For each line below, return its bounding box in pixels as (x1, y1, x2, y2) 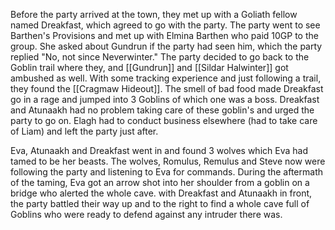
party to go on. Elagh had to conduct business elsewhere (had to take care (10, 115, 318, 126)
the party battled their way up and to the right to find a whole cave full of (10, 198, 310, 209)
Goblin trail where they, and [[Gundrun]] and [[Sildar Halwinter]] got (10, 62, 289, 73)
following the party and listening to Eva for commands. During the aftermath (10, 166, 324, 178)
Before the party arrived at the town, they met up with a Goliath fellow (10, 9, 298, 20)
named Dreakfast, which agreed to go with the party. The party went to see (10, 19, 321, 31)
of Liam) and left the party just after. (10, 125, 159, 137)
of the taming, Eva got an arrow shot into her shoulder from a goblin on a (10, 177, 310, 188)
